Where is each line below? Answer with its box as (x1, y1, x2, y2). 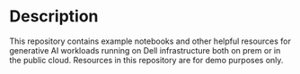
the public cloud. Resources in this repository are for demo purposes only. (9, 54, 284, 65)
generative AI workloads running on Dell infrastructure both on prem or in (9, 45, 281, 55)
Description (9, 6, 99, 27)
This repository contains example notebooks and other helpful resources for (9, 36, 292, 46)
